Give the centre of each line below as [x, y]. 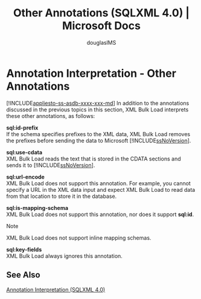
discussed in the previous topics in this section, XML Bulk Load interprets [97, 110]
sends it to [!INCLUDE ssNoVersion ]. [51, 165]
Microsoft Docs [101, 26]
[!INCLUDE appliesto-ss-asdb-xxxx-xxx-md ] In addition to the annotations [98, 103]
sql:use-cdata [24, 152]
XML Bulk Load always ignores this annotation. [64, 256]
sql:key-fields [24, 249]
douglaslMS [101, 42]
